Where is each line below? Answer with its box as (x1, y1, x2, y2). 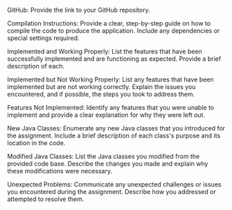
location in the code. (7, 139, 66, 147)
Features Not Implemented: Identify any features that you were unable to (7, 104, 215, 111)
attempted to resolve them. (7, 195, 84, 203)
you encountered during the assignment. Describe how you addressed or (7, 188, 216, 195)
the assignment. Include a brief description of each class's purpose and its (7, 131, 221, 140)
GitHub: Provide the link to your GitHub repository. (7, 6, 150, 14)
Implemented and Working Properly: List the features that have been (7, 48, 202, 55)
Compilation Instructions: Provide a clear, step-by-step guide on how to (7, 19, 211, 27)
